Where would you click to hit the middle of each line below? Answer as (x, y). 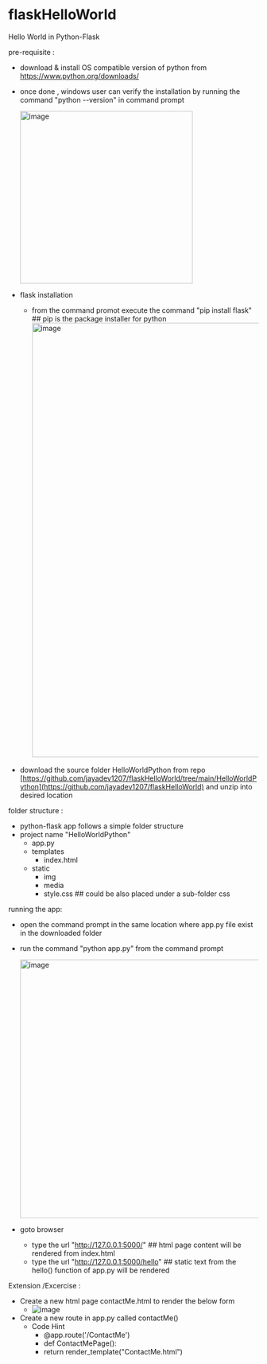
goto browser (42, 1229)
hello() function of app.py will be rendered (101, 1270)
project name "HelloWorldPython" (75, 834)
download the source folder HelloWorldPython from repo (112, 770)
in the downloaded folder (61, 933)
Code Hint (48, 1326)
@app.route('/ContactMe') (87, 1335)
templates (48, 851)
